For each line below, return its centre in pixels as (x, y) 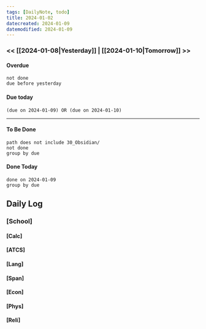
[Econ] (15, 292)
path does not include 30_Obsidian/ (53, 142)
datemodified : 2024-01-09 (39, 29)
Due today (20, 97)
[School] (19, 222)
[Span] (15, 278)
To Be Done (21, 130)
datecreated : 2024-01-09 (38, 23)
